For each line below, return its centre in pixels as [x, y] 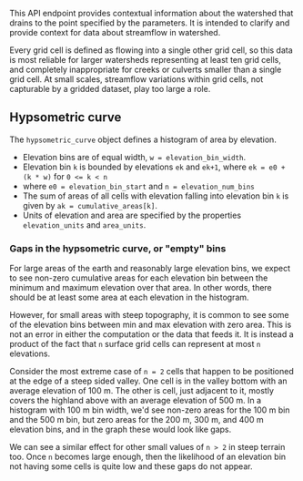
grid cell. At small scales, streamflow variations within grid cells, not [136, 79]
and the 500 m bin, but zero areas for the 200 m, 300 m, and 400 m [136, 420]
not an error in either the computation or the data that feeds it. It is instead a [151, 334]
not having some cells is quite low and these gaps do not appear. [131, 466]
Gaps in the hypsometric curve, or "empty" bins [118, 248]
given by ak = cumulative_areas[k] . [90, 205]
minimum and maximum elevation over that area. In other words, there [141, 288]
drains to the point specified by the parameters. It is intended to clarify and [150, 23]
